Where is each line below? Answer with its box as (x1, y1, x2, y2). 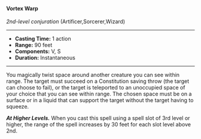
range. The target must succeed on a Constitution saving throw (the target (6, 78, 190, 85)
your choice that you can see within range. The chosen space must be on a (6, 90, 192, 98)
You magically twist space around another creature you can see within (6, 72, 180, 79)
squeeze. (6, 103, 29, 110)
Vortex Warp (6, 5, 39, 12)
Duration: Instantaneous (14, 54, 76, 61)
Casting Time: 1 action (14, 35, 71, 42)
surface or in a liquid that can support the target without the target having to (6, 97, 194, 104)
